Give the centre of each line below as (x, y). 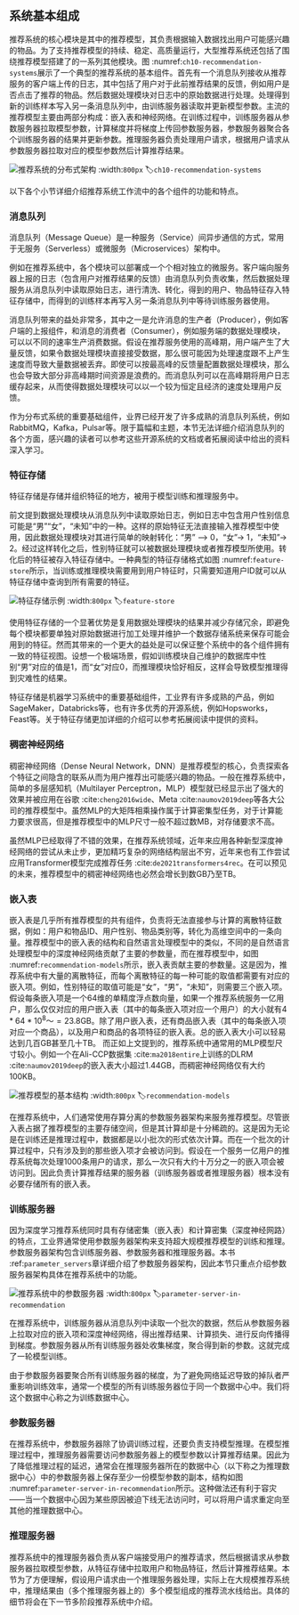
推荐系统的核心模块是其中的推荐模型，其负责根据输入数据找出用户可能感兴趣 (149, 39)
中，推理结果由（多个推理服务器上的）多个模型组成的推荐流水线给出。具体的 (149, 1590)
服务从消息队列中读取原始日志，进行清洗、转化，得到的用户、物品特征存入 (145, 290)
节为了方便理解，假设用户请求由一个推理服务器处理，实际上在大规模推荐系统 (149, 1579)
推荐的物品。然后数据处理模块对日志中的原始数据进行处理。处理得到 (165, 94)
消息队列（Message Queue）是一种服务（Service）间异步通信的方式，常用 (147, 238)
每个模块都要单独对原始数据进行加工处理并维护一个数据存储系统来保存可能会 (149, 634)
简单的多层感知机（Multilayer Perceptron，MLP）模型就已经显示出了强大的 (147, 788)
